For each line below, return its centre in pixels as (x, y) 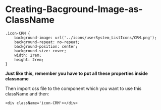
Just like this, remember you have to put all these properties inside (76, 73)
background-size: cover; (40, 51)
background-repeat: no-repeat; (47, 42)
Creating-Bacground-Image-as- (74, 9)
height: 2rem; (29, 60)
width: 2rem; (28, 55)
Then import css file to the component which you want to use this (73, 88)
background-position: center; (46, 46)
